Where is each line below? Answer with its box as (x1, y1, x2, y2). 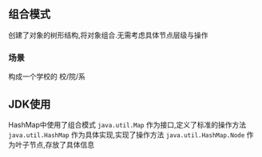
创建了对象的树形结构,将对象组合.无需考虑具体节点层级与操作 (8, 30, 209, 40)
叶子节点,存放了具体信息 (14, 139, 95, 149)
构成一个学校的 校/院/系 (8, 72, 86, 81)
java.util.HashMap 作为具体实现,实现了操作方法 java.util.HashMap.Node (8, 130, 245, 139)
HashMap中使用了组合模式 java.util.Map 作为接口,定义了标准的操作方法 (8, 120, 247, 129)
